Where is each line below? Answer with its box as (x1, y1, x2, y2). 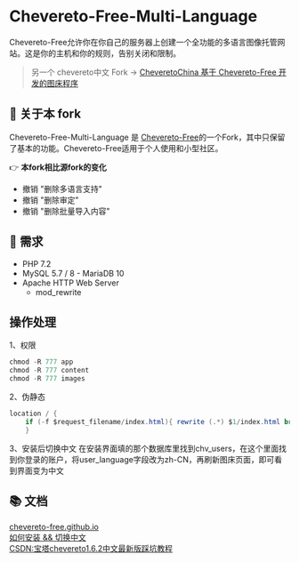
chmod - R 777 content (9, 366, 90, 375)
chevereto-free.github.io (9, 522, 100, 533)
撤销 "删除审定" (21, 194, 79, 205)
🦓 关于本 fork (9, 107, 82, 122)
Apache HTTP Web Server (21, 277, 120, 288)
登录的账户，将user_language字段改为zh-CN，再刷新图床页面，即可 (24, 454, 275, 464)
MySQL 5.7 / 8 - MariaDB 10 (21, 268, 125, 278)
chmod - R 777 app (9, 357, 74, 366)
